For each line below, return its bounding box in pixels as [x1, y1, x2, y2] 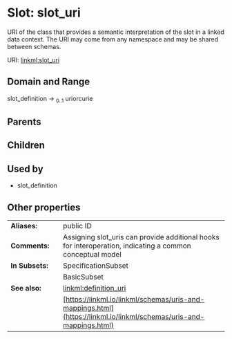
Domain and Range [7, 76, 90, 88]
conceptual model [63, 249, 122, 259]
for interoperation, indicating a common [63, 241, 191, 250]
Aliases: [10, 221, 38, 230]
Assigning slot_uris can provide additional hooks [63, 232, 220, 241]
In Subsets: [10, 261, 48, 271]
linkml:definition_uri [63, 283, 126, 293]
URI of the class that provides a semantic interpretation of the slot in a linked [7, 28, 224, 36]
